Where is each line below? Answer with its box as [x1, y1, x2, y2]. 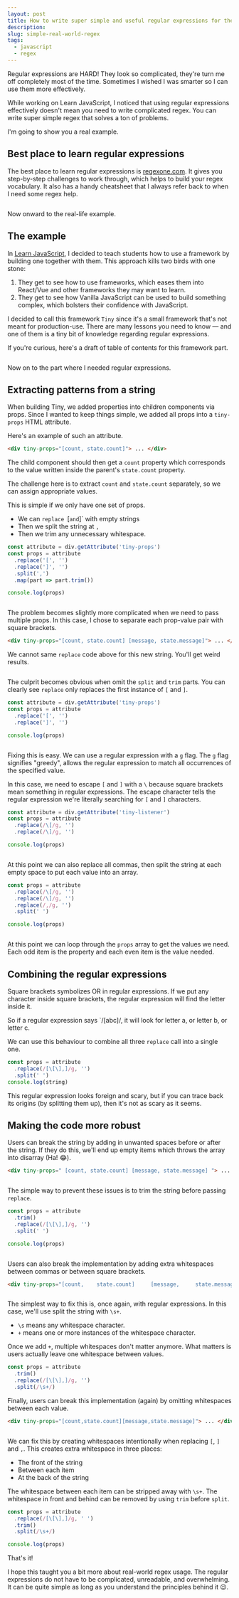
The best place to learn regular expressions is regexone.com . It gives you [7, 166, 223, 175]
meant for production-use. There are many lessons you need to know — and [7, 321, 232, 331]
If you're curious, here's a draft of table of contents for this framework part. [7, 343, 229, 352]
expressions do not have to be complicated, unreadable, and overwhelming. [7, 1575, 230, 1584]
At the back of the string [17, 1473, 89, 1481]
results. [7, 658, 30, 666]
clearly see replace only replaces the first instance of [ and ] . [7, 686, 188, 694]
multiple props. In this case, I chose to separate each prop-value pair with [7, 616, 224, 624]
